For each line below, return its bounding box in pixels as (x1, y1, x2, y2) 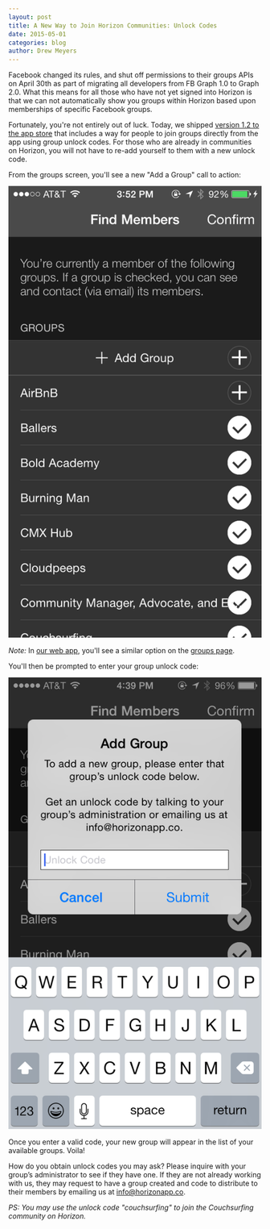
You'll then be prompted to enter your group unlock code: (8, 661, 199, 671)
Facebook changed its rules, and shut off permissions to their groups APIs (8, 70, 254, 80)
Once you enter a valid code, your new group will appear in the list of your (8, 1137, 254, 1147)
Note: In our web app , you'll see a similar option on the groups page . (8, 646, 235, 656)
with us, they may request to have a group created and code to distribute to (8, 1178, 259, 1189)
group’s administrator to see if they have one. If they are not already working (8, 1170, 261, 1180)
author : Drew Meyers (8, 47, 78, 56)
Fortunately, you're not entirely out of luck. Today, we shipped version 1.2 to (8, 120, 260, 130)
